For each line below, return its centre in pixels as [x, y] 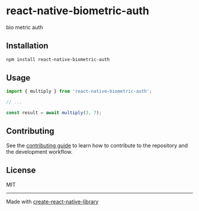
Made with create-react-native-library [52, 202]
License [21, 171]
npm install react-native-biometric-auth [58, 59]
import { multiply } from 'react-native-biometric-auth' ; [79, 92]
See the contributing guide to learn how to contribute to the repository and [97, 145]
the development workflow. [39, 151]
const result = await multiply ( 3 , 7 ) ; [54, 113]
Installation [27, 46]
